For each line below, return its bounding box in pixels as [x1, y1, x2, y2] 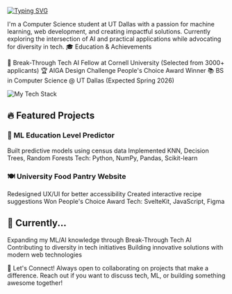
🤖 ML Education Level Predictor [7, 130, 115, 140]
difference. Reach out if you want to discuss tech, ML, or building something [7, 271, 226, 279]
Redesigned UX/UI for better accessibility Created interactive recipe [7, 189, 202, 198]
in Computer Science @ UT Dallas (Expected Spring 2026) [7, 76, 175, 85]
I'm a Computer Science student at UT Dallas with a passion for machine [7, 20, 215, 28]
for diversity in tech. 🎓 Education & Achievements [7, 42, 152, 51]
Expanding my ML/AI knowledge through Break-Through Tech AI [7, 236, 192, 244]
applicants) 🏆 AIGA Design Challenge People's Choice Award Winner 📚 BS [7, 67, 224, 74]
